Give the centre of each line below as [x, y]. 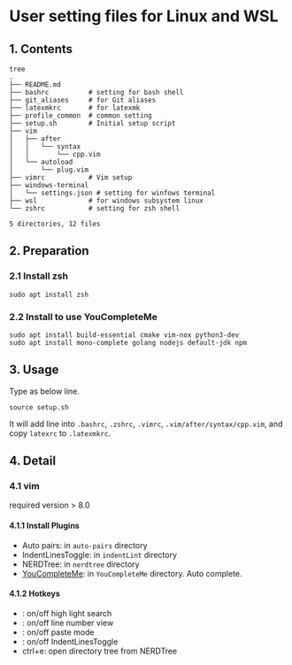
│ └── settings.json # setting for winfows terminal [112, 193]
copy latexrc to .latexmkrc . [60, 433]
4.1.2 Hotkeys [35, 593]
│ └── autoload [41, 162]
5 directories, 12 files [55, 224]
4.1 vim [24, 486]
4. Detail [32, 461]
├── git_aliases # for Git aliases [83, 100]
